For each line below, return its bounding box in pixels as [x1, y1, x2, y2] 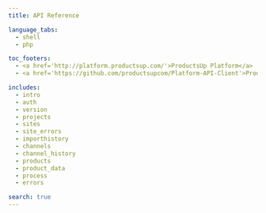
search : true [8, 193, 51, 201]
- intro [15, 91, 41, 99]
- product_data [15, 164, 66, 172]
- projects [15, 113, 51, 121]
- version [15, 106, 47, 114]
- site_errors [15, 128, 62, 136]
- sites [15, 120, 41, 129]
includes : [8, 84, 41, 92]
